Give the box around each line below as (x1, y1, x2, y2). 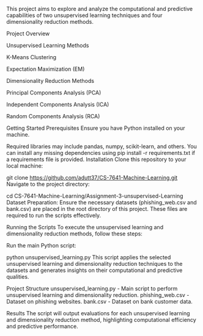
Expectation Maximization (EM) (6, 65, 85, 73)
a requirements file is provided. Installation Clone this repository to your (6, 155, 186, 163)
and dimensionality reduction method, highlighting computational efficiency (6, 316, 197, 323)
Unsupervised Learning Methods (6, 42, 89, 49)
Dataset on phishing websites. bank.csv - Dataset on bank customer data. (6, 298, 193, 305)
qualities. (6, 273, 29, 280)
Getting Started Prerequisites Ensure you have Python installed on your (6, 124, 185, 132)
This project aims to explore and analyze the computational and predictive (6, 5, 193, 12)
